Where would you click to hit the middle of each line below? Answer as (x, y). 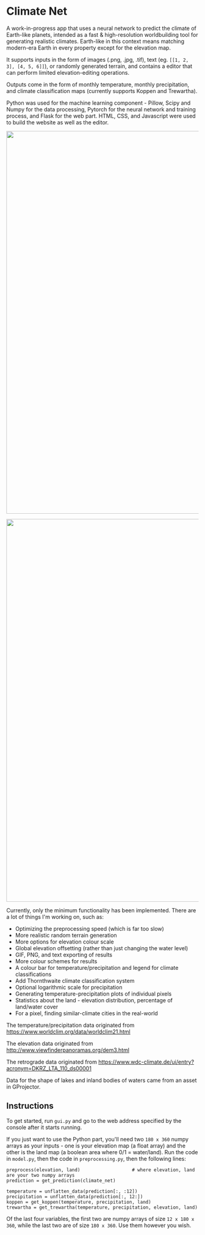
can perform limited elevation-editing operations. (68, 72)
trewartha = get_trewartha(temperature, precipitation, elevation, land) (102, 1207)
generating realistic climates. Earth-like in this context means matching (95, 41)
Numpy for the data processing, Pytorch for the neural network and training (101, 109)
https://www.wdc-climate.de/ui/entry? (146, 1062)
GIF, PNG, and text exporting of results (64, 955)
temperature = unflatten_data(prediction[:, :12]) (72, 1191)
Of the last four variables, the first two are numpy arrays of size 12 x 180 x (100, 1218)
